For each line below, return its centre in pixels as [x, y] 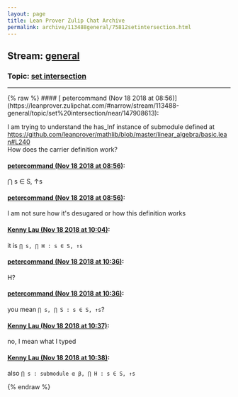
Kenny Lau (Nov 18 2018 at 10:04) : [59, 230]
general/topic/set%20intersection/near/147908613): [83, 113]
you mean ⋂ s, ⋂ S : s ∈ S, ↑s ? [56, 310]
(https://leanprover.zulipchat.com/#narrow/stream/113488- [93, 106]
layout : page [27, 14]
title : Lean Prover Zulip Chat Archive [66, 21]
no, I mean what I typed [42, 342]
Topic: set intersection [47, 76]
